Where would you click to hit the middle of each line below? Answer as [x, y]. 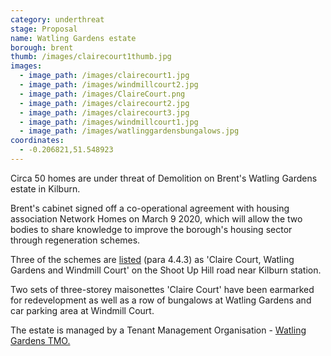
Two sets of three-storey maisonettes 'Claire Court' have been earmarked [162, 289]
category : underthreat [57, 19]
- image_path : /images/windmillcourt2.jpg [109, 85]
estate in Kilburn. [45, 188]
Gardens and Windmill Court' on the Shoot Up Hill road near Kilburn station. [166, 270]
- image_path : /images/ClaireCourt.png [102, 94]
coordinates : [37, 141]
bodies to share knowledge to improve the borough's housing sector [151, 229]
